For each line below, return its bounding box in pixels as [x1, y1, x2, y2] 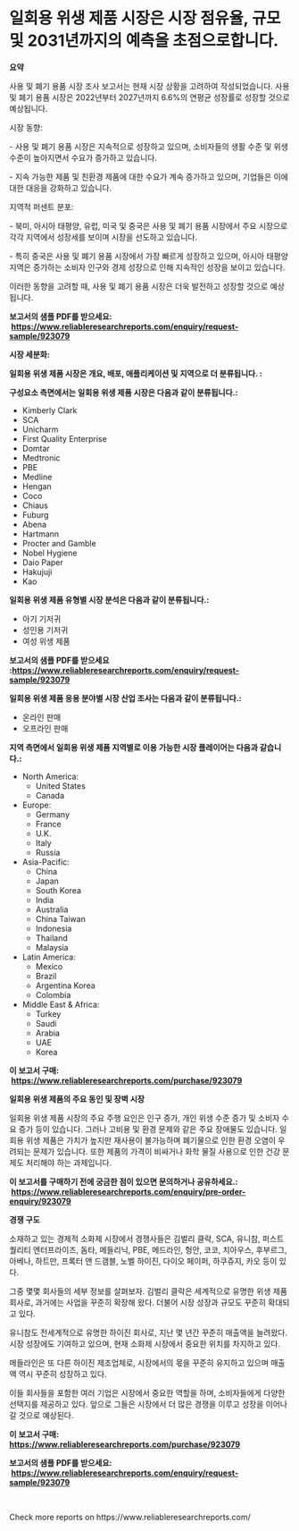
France [35, 818, 62, 829]
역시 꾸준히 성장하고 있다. [18, 1368, 107, 1379]
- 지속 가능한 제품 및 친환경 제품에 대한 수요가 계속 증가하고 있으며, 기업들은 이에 [9, 171, 288, 182]
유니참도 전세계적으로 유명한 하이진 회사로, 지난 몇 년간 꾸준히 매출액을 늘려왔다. [9, 1327, 288, 1338]
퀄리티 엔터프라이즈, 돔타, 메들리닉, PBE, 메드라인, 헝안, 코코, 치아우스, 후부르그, [9, 1244, 287, 1255]
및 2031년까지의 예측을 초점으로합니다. [9, 30, 279, 51]
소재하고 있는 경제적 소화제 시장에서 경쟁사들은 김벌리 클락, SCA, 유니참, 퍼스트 [9, 1233, 285, 1244]
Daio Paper [21, 556, 64, 568]
